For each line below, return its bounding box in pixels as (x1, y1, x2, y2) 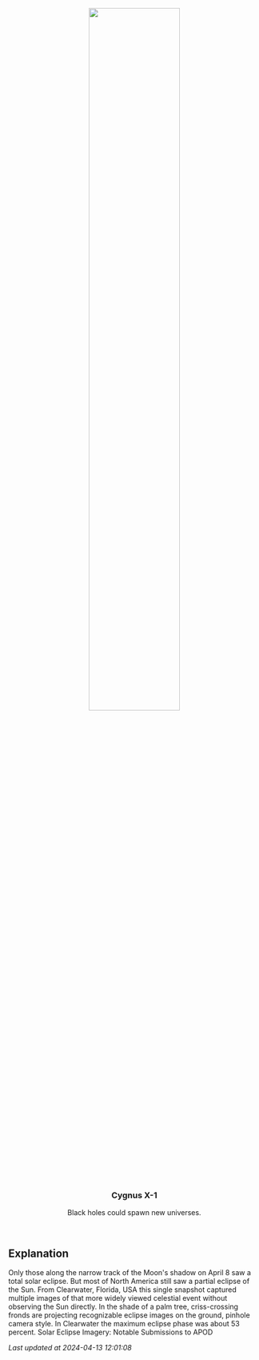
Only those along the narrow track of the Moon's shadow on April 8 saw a (8, 1268, 252, 1278)
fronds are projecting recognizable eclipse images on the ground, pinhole (8, 1310, 250, 1320)
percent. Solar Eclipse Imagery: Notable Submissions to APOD (8, 1327, 213, 1337)
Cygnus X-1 (111, 1189, 157, 1201)
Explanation (8, 1246, 70, 1260)
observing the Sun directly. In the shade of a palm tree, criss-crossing (8, 1302, 238, 1312)
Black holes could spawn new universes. (67, 1208, 201, 1218)
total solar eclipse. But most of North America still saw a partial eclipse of (8, 1277, 250, 1286)
